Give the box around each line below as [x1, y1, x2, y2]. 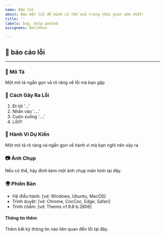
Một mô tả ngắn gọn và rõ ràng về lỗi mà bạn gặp [5, 80, 105, 86]
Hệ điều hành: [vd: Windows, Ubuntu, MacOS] [12, 193, 106, 199]
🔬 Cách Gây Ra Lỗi [5, 92, 49, 99]
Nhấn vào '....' [12, 108, 40, 114]
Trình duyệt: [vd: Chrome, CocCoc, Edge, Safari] [12, 199, 110, 205]
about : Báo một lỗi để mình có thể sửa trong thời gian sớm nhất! [5, 12, 144, 17]
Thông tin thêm [5, 215, 37, 221]
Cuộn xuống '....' [12, 114, 46, 119]
